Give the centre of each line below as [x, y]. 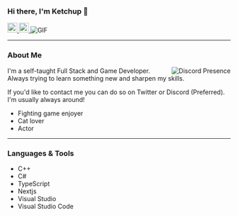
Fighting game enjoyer [50, 113]
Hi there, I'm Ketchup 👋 [48, 11]
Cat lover [31, 120]
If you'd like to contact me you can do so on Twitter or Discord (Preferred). [116, 92]
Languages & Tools [41, 153]
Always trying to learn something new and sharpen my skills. [96, 78]
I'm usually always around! [46, 99]
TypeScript [34, 183]
